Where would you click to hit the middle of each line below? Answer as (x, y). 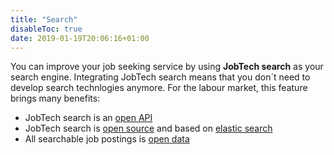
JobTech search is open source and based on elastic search (148, 128)
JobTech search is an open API (88, 118)
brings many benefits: (55, 98)
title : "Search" (44, 19)
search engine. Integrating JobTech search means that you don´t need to (160, 77)
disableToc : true (46, 29)
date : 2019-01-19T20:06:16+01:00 (80, 38)
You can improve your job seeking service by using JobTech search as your (167, 67)
